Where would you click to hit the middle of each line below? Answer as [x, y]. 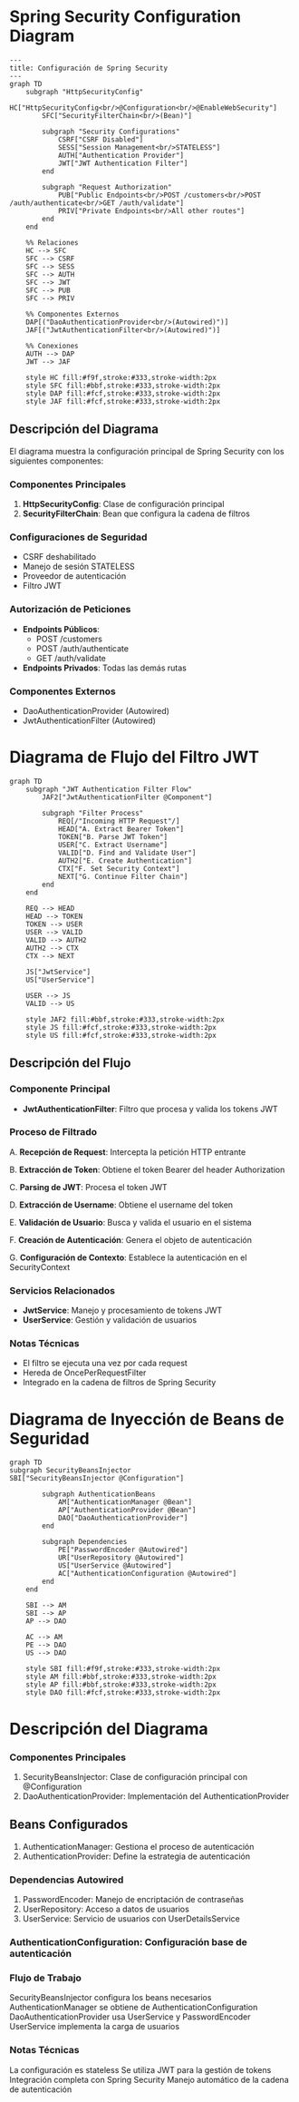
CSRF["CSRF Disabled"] [101, 139]
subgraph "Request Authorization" [107, 187]
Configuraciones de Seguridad [78, 537]
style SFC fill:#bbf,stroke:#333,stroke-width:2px [123, 386]
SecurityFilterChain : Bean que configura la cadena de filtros [136, 513]
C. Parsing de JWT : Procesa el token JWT [88, 1187]
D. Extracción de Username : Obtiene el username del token [121, 1205]
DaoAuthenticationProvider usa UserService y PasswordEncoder [130, 2017]
